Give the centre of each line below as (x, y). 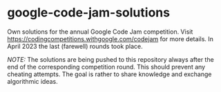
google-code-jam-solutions (89, 13)
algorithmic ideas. (33, 81)
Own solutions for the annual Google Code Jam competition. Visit (100, 32)
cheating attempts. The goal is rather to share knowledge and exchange (109, 74)
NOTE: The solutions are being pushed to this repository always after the (110, 59)
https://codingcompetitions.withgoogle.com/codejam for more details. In (110, 38)
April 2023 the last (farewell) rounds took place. (75, 46)
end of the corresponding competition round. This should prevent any (106, 67)
